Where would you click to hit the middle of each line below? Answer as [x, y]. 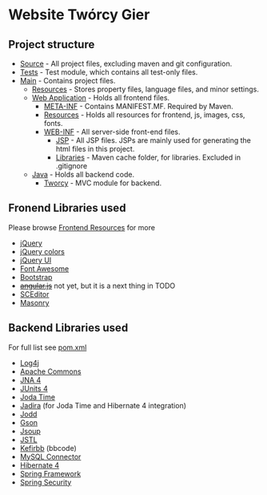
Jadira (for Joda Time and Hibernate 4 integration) [103, 405]
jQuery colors [42, 251]
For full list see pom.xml [48, 347]
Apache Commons [50, 371]
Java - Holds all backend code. [83, 174]
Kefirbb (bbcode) [48, 448]
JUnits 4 [34, 388]
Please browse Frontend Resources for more [82, 227]
